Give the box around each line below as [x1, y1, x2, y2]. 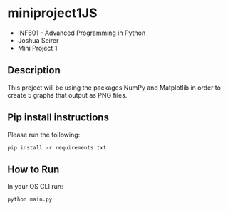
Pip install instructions [7, 112, 109, 124]
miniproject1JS [7, 5, 98, 21]
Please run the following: [7, 130, 81, 139]
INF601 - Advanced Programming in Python [17, 28, 146, 37]
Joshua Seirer [17, 36, 59, 44]
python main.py [7, 196, 53, 204]
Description [7, 64, 61, 76]
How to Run [7, 163, 60, 175]
